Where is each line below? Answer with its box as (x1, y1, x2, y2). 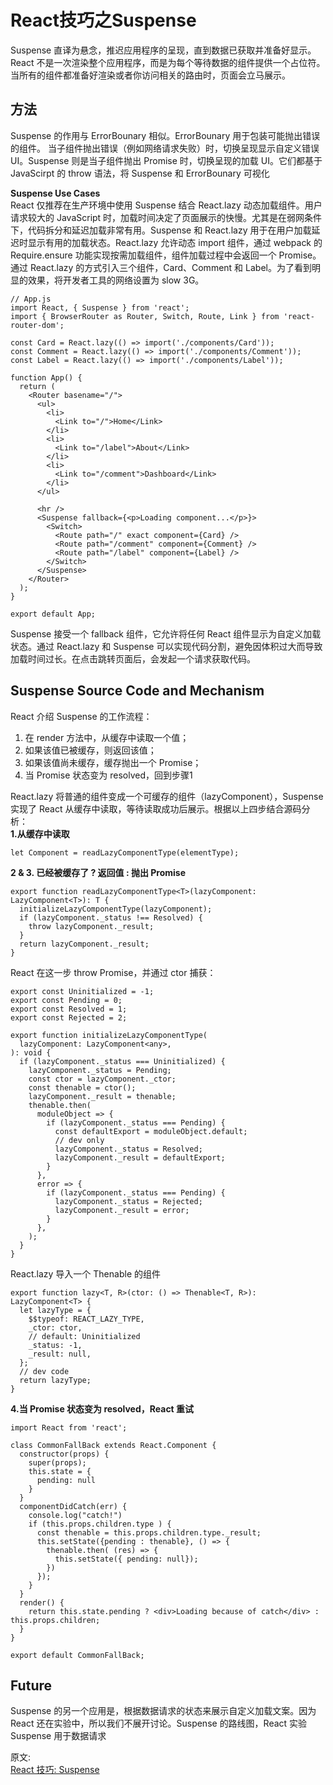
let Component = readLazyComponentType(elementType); (10, 847, 240, 858)
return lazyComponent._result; (19, 939, 150, 949)
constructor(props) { (19, 1449, 110, 1459)
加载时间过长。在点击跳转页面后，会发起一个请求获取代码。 (10, 652, 256, 665)
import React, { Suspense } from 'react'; (10, 302, 190, 313)
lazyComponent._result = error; (54, 1205, 190, 1215)
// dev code (19, 1366, 70, 1376)
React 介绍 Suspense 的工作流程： (10, 710, 153, 722)
